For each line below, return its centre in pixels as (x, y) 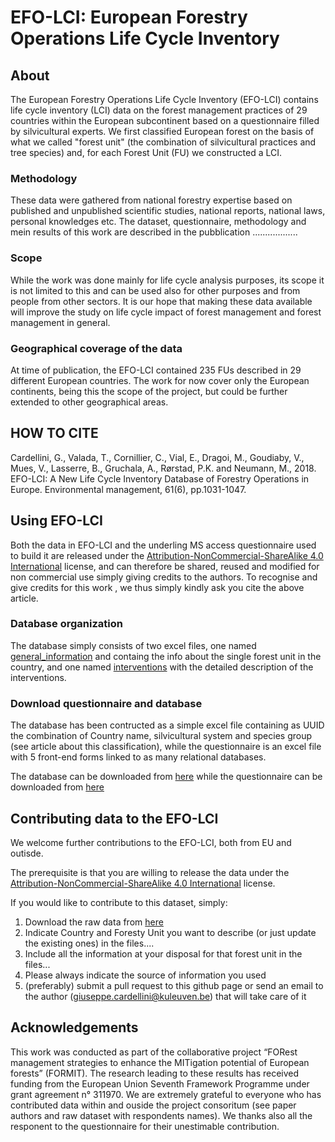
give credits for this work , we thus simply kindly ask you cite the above (157, 587)
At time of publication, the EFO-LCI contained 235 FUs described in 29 (156, 370)
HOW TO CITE (54, 433)
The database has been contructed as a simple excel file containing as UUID (167, 725)
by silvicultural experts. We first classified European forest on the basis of (162, 131)
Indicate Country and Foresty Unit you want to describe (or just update (170, 932)
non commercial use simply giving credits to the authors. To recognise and (164, 577)
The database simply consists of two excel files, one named (133, 645)
